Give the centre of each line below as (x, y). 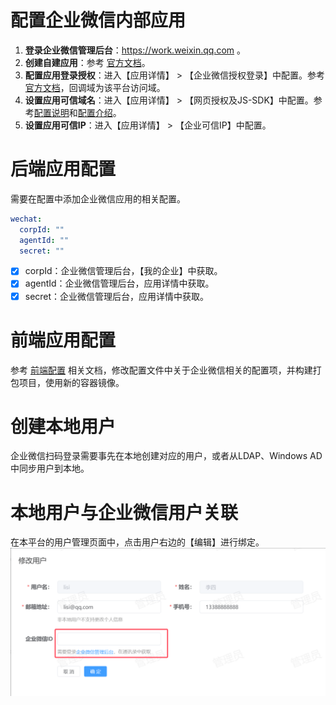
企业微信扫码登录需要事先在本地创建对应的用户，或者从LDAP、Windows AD (166, 456)
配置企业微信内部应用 (98, 20)
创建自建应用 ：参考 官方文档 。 (87, 62)
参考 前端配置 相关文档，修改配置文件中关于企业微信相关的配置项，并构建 (161, 370)
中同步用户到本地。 (50, 468)
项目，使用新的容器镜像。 (71, 382)
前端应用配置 (63, 340)
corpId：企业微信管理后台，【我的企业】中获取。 (123, 271)
